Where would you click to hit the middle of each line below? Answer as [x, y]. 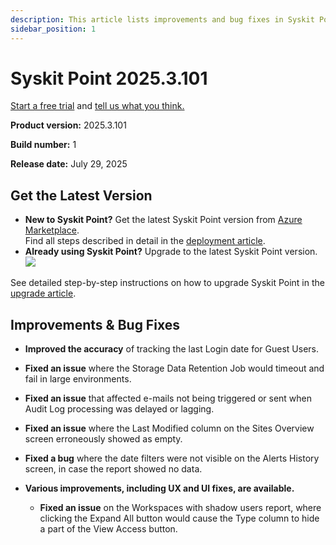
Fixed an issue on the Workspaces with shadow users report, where [180, 508]
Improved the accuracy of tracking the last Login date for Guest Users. [171, 349]
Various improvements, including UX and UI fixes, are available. [159, 488]
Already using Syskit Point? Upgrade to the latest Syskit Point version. [171, 252]
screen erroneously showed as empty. [103, 439]
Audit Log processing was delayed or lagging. [119, 409]
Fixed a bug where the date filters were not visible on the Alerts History [172, 458]
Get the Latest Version [81, 195]
